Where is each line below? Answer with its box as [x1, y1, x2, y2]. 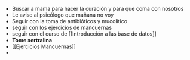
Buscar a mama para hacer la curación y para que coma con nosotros [11, 5, 184, 12]
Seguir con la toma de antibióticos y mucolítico [11, 18, 127, 24]
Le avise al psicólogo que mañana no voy [11, 11, 114, 18]
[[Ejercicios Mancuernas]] [11, 43, 76, 50]
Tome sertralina [11, 37, 53, 43]
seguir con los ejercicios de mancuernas [11, 24, 112, 31]
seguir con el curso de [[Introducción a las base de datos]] [11, 30, 157, 37]
